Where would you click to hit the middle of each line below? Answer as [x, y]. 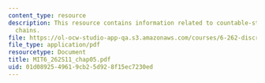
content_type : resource [47, 15]
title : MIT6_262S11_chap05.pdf [60, 60]
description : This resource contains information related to [111, 23]
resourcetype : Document [47, 52]
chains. [28, 30]
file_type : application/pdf [54, 45]
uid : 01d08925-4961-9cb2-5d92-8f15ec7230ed [81, 67]
